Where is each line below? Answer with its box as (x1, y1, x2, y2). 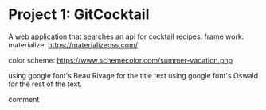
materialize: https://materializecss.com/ (8, 40, 138, 49)
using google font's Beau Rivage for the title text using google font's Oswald (8, 70, 259, 80)
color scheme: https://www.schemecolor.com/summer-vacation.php (8, 55, 233, 65)
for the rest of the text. (8, 79, 82, 89)
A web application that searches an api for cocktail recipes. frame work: (8, 32, 244, 41)
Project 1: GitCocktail (8, 6, 150, 24)
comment (8, 94, 40, 104)
